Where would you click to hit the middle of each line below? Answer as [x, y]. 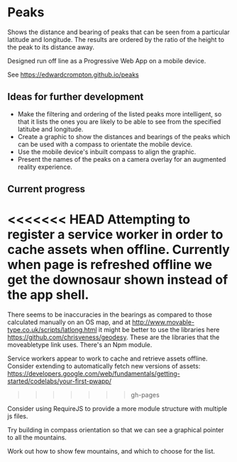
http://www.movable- [164, 322]
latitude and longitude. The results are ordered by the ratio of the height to [116, 39]
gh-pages [145, 395]
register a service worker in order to [115, 235]
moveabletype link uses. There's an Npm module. [80, 345]
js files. [18, 417]
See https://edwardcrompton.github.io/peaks [73, 75]
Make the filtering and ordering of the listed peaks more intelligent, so [120, 114]
